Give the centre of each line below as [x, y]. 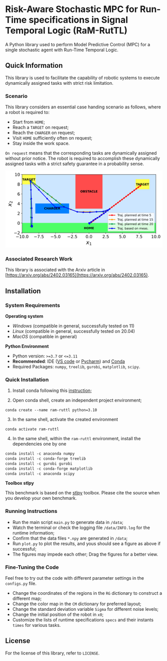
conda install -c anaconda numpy [40, 454]
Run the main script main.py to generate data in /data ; [68, 522]
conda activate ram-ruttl [32, 429]
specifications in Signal [78, 20]
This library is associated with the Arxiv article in [55, 270]
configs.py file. [21, 584]
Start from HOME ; [28, 122]
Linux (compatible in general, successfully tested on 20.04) [73, 331]
